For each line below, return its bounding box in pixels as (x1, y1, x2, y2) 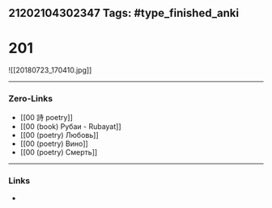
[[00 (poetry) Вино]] (19, 139, 89, 148)
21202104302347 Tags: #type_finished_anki (8, 6, 240, 20)
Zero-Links (8, 93, 53, 104)
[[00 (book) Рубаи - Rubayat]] (19, 121, 121, 131)
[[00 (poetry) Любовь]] (19, 130, 99, 139)
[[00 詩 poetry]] (19, 112, 73, 122)
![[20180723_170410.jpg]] (8, 65, 92, 75)
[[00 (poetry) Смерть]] (19, 147, 98, 156)
